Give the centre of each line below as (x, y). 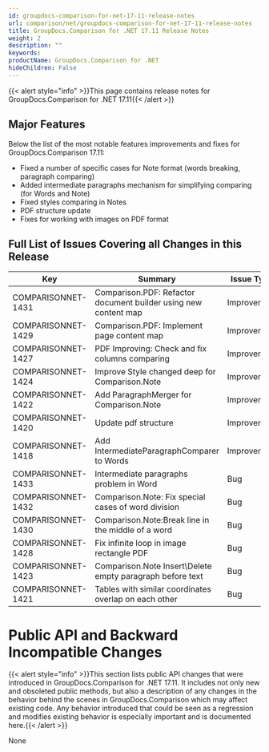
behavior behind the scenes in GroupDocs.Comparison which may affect (128, 700)
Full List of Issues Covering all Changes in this (125, 244)
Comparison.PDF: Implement (149, 325)
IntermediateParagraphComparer (157, 451)
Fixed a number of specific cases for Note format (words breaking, (130, 168)
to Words (112, 461)
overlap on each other (136, 600)
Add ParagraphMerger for (143, 395)
